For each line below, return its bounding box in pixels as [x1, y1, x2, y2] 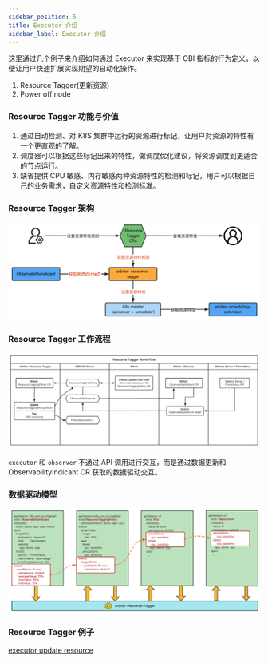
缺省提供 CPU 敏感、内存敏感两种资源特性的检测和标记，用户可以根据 [19, 170, 249, 180]
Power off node [19, 89, 71, 99]
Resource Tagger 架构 [8, 202, 95, 213]
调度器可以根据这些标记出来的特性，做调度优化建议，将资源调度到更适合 [19, 150, 258, 160]
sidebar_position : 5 [8, 13, 77, 21]
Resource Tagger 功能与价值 [8, 111, 120, 122]
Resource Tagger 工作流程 [8, 334, 111, 345]
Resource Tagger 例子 [8, 627, 95, 638]
